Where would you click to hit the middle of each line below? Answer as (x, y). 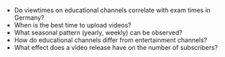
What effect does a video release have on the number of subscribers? (116, 47)
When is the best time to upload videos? (73, 25)
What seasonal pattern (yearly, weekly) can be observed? (98, 32)
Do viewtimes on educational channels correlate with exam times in (112, 10)
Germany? (29, 18)
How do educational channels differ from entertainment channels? (110, 40)
